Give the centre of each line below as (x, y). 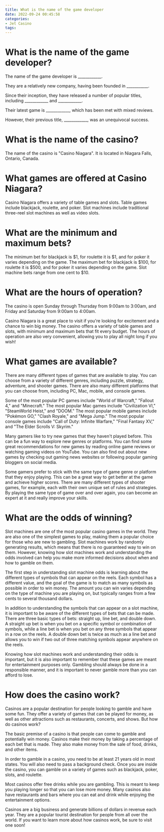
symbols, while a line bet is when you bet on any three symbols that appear (81, 629)
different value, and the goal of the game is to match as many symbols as (79, 583)
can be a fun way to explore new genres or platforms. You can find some (78, 441)
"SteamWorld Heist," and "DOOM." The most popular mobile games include (81, 411)
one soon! (15, 825)
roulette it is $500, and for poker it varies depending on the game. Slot (76, 267)
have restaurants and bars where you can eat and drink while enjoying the (80, 795)
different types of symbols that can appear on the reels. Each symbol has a (81, 577)
